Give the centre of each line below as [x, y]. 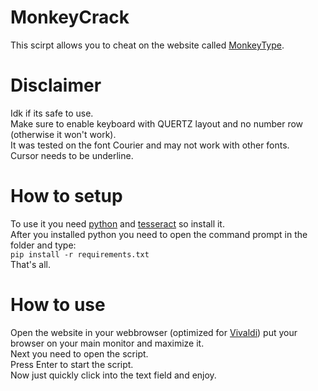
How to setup [66, 196]
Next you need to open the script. [79, 353]
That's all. [30, 264]
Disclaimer [56, 85]
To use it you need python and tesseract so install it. [117, 223]
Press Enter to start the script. [72, 364]
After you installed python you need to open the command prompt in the [159, 234]
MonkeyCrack [70, 17]
